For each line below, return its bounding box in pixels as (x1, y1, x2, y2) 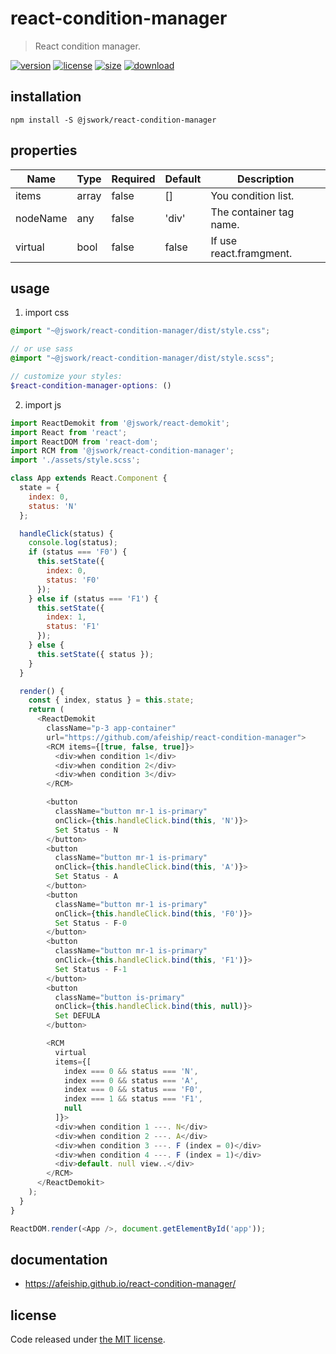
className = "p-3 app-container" (46, 723, 177, 733)
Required (111, 172, 156, 186)
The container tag (210, 205, 295, 219)
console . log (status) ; (28, 538, 118, 548)
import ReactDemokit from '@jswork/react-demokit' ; (10, 418, 230, 428)
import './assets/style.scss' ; (10, 455, 141, 466)
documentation (10, 1251, 108, 1268)
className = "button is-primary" (54, 992, 186, 1002)
